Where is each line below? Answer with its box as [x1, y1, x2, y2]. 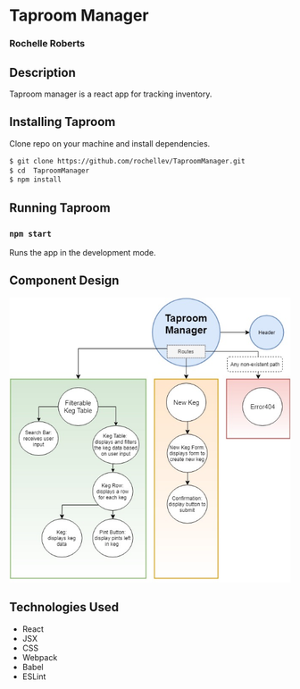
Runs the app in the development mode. [9, 248, 156, 258]
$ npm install [9, 175, 62, 184]
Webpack [21, 651, 58, 662]
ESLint [21, 671, 46, 682]
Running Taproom [9, 200, 111, 215]
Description [9, 64, 76, 80]
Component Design [9, 273, 120, 289]
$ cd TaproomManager [9, 166, 90, 175]
